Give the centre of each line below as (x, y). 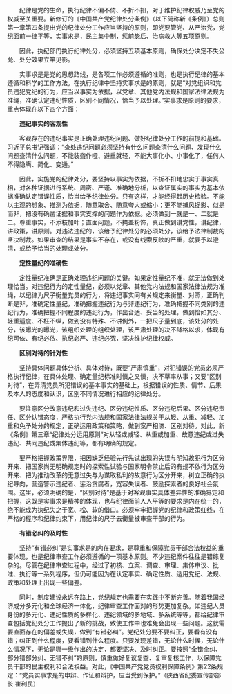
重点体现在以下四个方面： (43, 109)
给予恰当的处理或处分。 (58, 248)
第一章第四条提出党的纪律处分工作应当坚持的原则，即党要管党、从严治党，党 (116, 27)
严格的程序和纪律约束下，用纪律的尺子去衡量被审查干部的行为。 (98, 518)
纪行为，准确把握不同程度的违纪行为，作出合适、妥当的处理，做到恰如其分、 (116, 312)
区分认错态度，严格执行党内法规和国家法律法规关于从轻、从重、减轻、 (119, 417)
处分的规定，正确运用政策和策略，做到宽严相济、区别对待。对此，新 (128, 426)
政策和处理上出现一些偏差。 (47, 582)
